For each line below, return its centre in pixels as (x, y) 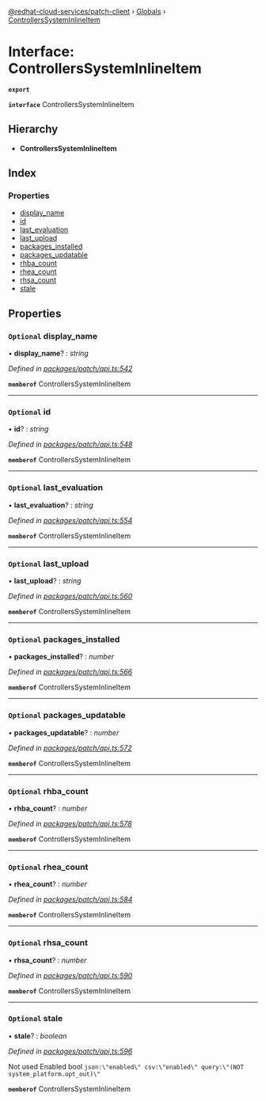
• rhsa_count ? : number (47, 960)
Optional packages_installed (64, 639)
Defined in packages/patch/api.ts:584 (70, 900)
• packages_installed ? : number (61, 657)
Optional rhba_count (48, 791)
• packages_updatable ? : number (64, 732)
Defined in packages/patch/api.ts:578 (70, 823)
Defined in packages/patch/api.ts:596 (70, 1051)
